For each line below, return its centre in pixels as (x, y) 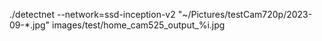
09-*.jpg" (30, 25)
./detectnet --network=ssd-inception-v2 (92, 14)
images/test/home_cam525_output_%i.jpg (139, 25)
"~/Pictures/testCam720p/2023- (245, 14)
